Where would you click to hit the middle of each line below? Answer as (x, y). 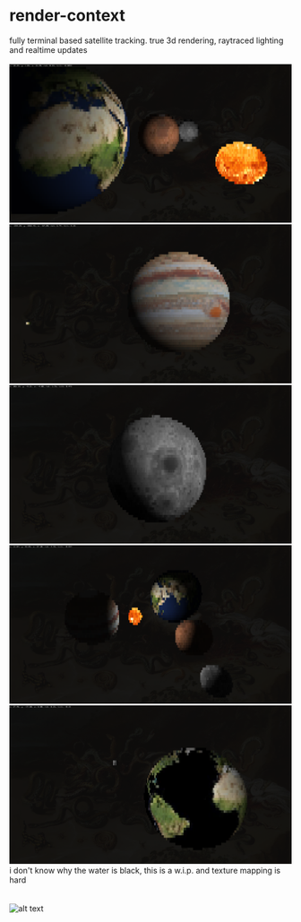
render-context (67, 16)
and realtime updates (48, 49)
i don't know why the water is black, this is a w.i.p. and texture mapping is (145, 871)
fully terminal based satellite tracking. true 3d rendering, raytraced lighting (146, 40)
